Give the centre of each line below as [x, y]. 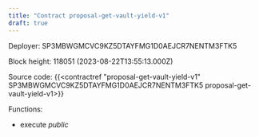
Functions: [26, 109]
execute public [44, 124]
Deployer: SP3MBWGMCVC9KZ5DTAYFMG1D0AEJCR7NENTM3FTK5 [123, 45]
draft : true [28, 23]
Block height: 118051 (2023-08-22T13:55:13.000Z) [91, 61]
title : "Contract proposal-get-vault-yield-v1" [89, 16]
